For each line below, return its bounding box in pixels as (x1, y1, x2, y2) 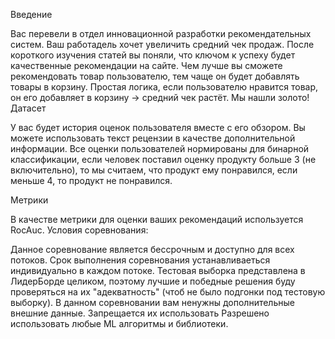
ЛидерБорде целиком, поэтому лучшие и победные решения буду (10, 275, 296, 287)
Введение (10, 9, 53, 20)
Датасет (10, 102, 47, 114)
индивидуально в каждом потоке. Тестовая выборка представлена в (10, 265, 306, 276)
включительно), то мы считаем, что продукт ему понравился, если (10, 164, 298, 176)
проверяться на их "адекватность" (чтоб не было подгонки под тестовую (10, 286, 326, 298)
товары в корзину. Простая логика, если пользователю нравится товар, (10, 81, 319, 93)
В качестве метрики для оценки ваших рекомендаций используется (10, 214, 304, 225)
